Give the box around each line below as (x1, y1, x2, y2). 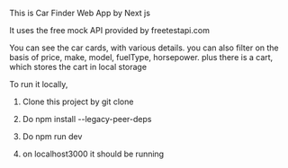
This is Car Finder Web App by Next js (9, 8, 151, 18)
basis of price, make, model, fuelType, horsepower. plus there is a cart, (9, 52, 274, 62)
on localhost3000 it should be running (22, 148, 165, 159)
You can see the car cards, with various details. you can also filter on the (9, 42, 279, 53)
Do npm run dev (22, 131, 83, 142)
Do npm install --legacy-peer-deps (22, 114, 152, 124)
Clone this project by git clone (22, 96, 134, 107)
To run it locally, (9, 79, 68, 89)
